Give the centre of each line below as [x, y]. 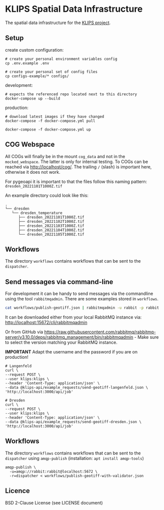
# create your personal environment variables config [61, 59]
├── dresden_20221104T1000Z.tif [51, 230]
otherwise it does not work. [33, 172]
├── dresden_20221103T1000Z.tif [51, 226]
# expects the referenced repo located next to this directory [71, 94]
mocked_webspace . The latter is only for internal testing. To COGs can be [77, 161]
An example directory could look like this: [47, 195]
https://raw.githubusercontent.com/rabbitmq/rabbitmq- [100, 332]
